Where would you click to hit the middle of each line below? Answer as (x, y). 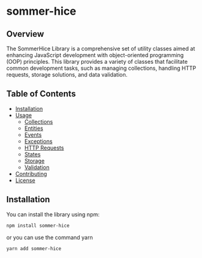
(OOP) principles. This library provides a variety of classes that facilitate (97, 62)
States (32, 154)
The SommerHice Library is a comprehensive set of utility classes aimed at (101, 48)
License (25, 180)
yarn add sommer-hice (34, 249)
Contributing (31, 173)
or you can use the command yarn (50, 237)
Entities (34, 128)
